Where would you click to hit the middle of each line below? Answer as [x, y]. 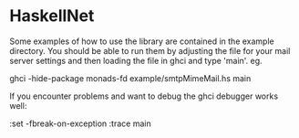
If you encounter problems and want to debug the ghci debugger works [144, 96]
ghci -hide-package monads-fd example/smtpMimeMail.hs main [130, 78]
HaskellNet [52, 16]
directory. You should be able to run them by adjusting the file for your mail [150, 50]
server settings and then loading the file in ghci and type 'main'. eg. [136, 60]
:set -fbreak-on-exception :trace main [81, 123]
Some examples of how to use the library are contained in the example [142, 41]
